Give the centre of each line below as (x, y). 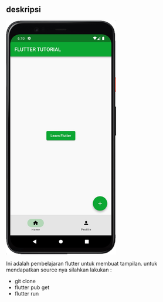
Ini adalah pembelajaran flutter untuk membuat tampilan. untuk (82, 264)
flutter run (27, 294)
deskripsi (23, 10)
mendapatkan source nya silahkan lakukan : (59, 270)
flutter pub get (32, 287)
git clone (25, 281)
